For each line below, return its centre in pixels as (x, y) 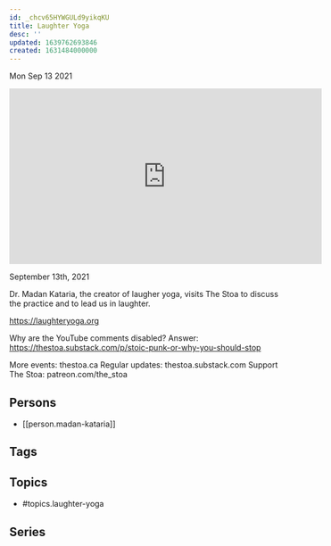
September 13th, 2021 (50, 277)
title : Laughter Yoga (50, 26)
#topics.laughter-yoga (63, 504)
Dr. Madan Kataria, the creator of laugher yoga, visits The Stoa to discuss (144, 294)
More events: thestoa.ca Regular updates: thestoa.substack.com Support (144, 365)
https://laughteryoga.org (54, 321)
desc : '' (25, 34)
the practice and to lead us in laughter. (80, 303)
